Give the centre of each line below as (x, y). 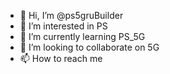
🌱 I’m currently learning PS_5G (82, 36)
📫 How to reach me (61, 58)
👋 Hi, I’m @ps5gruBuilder (71, 15)
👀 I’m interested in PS (63, 26)
